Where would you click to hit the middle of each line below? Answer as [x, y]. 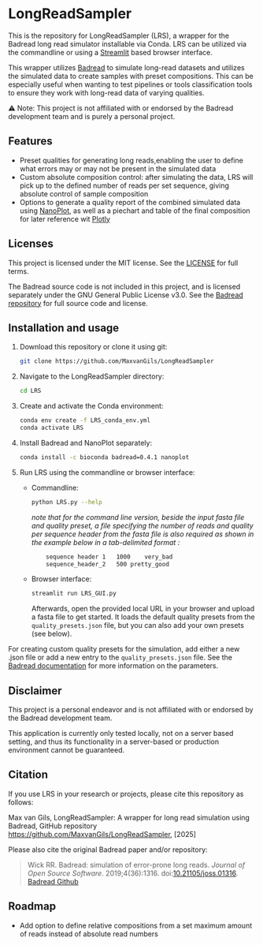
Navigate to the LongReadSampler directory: [92, 376]
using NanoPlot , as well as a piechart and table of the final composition [135, 211]
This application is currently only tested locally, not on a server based [121, 734]
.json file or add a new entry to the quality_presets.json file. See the [120, 657]
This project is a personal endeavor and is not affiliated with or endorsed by [131, 710]
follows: [21, 802]
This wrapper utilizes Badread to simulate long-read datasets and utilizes [127, 67]
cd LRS [30, 391]
